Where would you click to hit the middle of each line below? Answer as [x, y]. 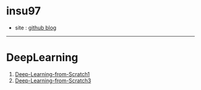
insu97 [24, 11]
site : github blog [36, 28]
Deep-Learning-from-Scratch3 [53, 80]
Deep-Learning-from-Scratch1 [52, 74]
